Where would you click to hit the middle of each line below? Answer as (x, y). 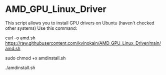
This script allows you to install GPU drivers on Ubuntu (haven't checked (80, 23)
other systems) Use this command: (41, 28)
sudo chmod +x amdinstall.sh (35, 58)
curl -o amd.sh (20, 38)
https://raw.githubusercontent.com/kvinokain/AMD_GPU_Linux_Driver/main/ (83, 43)
